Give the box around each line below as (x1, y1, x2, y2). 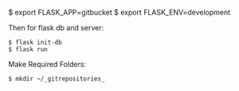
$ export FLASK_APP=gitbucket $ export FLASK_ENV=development (8, 8, 231, 17)
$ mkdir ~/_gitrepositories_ (8, 75, 105, 83)
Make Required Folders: (8, 60, 86, 69)
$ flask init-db (8, 38, 62, 46)
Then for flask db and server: (8, 23, 104, 32)
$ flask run (8, 45, 48, 53)
